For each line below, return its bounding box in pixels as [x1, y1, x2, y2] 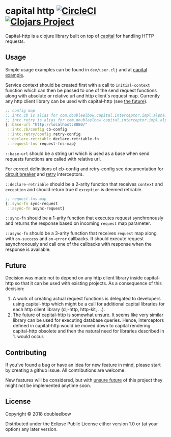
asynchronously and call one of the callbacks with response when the [5, 241, 152, 247]
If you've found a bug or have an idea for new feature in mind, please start [5, 362, 161, 368]
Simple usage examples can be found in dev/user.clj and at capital [5, 66, 148, 72]
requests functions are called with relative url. [5, 156, 101, 162]
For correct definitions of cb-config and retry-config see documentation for [5, 166, 164, 172]
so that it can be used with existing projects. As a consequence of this [14, 280, 162, 287]
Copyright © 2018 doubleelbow [5, 410, 71, 417]
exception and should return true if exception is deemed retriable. [5, 186, 143, 192]
